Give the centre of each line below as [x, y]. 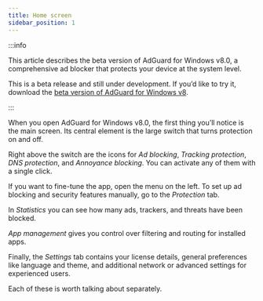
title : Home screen [40, 15]
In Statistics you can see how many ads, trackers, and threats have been [126, 209]
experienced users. [39, 273]
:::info [17, 45]
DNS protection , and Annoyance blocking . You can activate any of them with [132, 162]
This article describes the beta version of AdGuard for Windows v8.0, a [123, 60]
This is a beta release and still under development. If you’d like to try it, [122, 84]
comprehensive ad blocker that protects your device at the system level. [125, 68]
